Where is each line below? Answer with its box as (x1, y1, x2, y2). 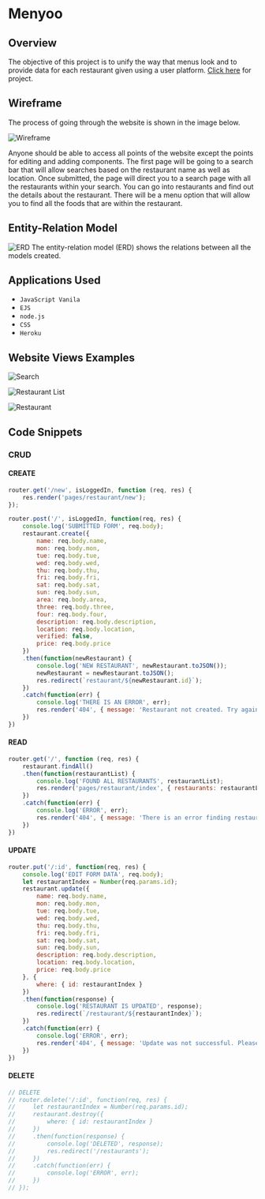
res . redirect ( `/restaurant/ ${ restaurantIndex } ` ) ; (36, 1010, 203, 1018)
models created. (8, 250, 62, 260)
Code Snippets (8, 425, 83, 439)
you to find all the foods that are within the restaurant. (8, 198, 183, 208)
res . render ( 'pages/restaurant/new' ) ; (22, 493, 147, 501)
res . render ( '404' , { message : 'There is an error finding (36, 814, 231, 822)
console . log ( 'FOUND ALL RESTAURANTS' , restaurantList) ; (36, 777, 224, 785)
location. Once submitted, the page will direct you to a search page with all (8, 173, 251, 182)
